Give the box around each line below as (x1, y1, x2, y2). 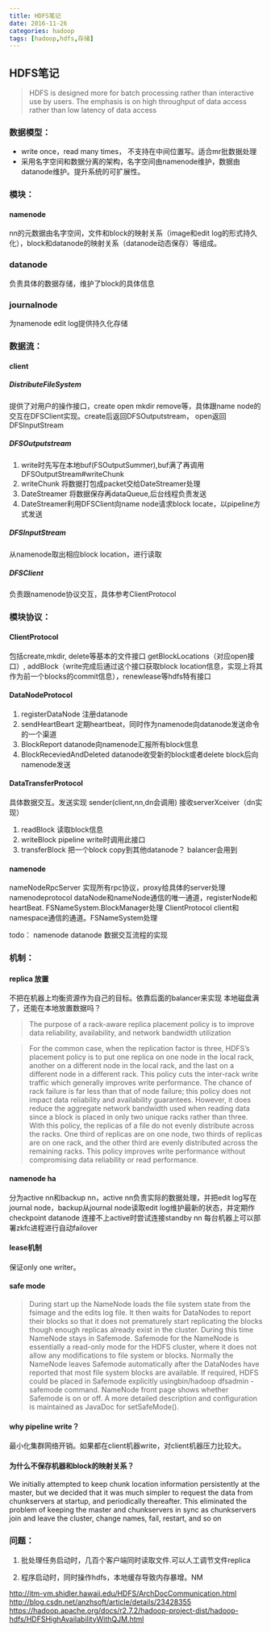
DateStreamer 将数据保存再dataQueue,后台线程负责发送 (20, 489, 207, 499)
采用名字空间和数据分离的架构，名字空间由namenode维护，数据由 (20, 157, 240, 166)
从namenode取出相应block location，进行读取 (9, 549, 162, 559)
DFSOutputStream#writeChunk (20, 469, 124, 478)
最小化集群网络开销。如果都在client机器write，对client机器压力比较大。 (9, 1441, 246, 1450)
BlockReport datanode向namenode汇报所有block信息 (20, 739, 198, 749)
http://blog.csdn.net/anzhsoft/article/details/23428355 (9, 1597, 192, 1606)
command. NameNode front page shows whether (64, 1384, 229, 1394)
